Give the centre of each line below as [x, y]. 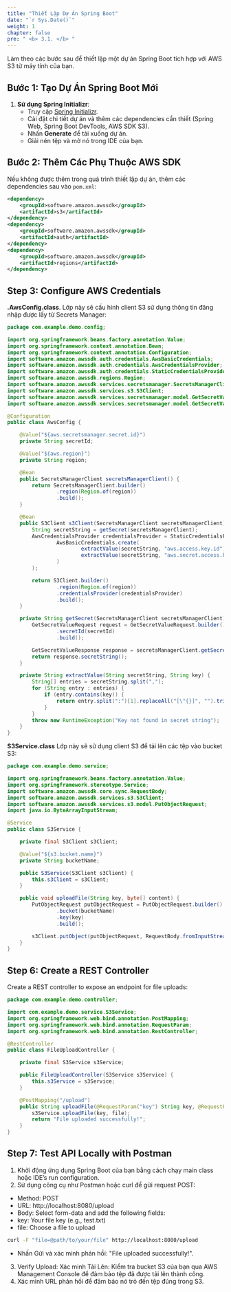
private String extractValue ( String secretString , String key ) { [115, 675]
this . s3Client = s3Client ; [70, 879]
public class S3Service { [44, 829]
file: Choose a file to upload [56, 1227]
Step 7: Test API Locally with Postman [90, 1154]
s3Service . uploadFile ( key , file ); [81, 1113]
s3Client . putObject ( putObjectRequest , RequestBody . [108, 936]
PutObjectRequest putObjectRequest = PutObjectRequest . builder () [128, 905]
